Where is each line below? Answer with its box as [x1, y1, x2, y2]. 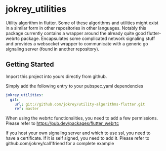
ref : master [14, 106, 39, 112]
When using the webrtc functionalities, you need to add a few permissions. [5, 115, 158, 121]
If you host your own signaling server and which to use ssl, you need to [5, 130, 151, 136]
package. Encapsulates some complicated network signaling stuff [21, 36, 155, 41]
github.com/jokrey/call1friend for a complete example [5, 141, 114, 147]
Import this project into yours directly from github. [5, 73, 107, 79]
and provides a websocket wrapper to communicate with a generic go [5, 40, 148, 46]
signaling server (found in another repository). [5, 46, 100, 52]
